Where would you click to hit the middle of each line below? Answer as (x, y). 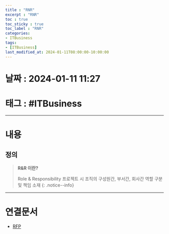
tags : (11, 43)
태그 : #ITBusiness (44, 103)
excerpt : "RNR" (22, 15)
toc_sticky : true (24, 24)
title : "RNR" (20, 10)
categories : (18, 33)
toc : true (17, 19)
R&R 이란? (28, 168)
